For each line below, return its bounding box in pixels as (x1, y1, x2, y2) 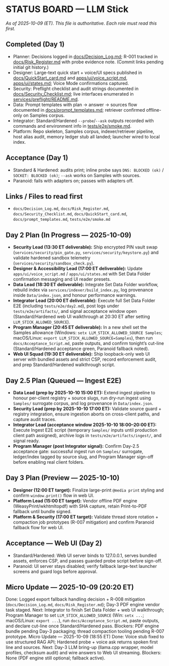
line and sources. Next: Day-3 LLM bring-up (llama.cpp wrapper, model (6, 644, 154, 650)
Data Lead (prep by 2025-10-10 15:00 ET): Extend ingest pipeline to (13, 390, 155, 395)
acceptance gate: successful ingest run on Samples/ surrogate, (13, 449, 144, 454)
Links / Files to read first (6, 192, 83, 201)
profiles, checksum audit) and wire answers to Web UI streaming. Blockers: (6, 650, 161, 656)
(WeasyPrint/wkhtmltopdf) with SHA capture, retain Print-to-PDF (13, 503, 147, 509)
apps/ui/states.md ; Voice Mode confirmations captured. (13, 80, 129, 86)
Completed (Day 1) (6, 40, 65, 49)
